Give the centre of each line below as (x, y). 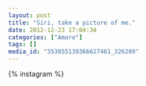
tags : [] (22, 45)
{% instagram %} (36, 74)
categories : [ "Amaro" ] (45, 37)
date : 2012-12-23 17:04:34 (52, 30)
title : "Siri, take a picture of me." (72, 23)
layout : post (30, 15)
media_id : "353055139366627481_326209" (74, 52)
